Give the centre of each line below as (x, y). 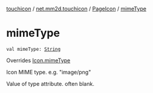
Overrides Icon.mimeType (38, 60)
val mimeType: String (34, 49)
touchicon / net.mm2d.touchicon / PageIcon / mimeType (76, 9)
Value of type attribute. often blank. (50, 83)
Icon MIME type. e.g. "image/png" (49, 72)
